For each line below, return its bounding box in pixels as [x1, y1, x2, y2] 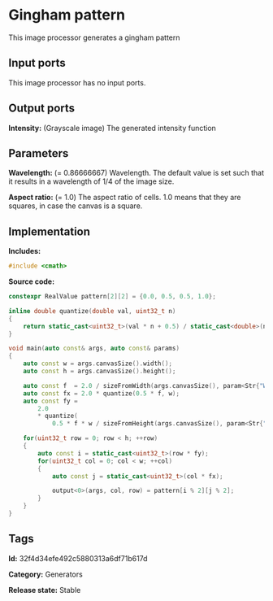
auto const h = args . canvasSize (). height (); [23, 368, 176, 376]
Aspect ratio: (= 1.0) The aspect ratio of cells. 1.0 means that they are [8, 193, 241, 203]
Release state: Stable [8, 585, 81, 594]
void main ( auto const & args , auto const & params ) [8, 344, 180, 353]
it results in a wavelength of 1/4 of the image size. [8, 176, 175, 186]
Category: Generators [8, 569, 83, 579]
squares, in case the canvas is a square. [8, 201, 143, 211]
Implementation [8, 224, 91, 238]
